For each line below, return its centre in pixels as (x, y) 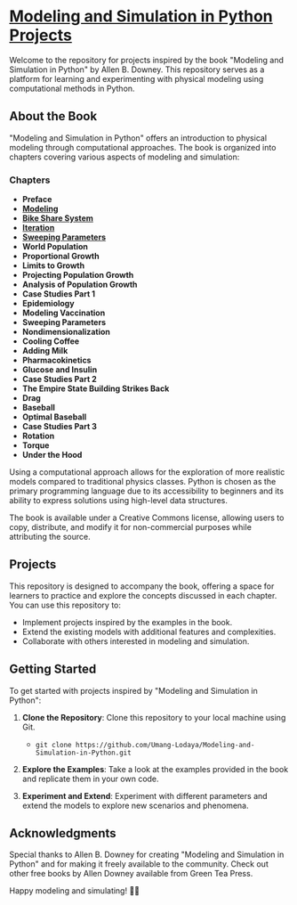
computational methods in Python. (72, 88)
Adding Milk (45, 351)
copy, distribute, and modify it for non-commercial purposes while (130, 527)
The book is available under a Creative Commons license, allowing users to (147, 518)
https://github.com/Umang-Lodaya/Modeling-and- (165, 745)
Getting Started (53, 669)
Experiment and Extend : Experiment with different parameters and (145, 795)
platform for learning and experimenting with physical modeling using (136, 78)
